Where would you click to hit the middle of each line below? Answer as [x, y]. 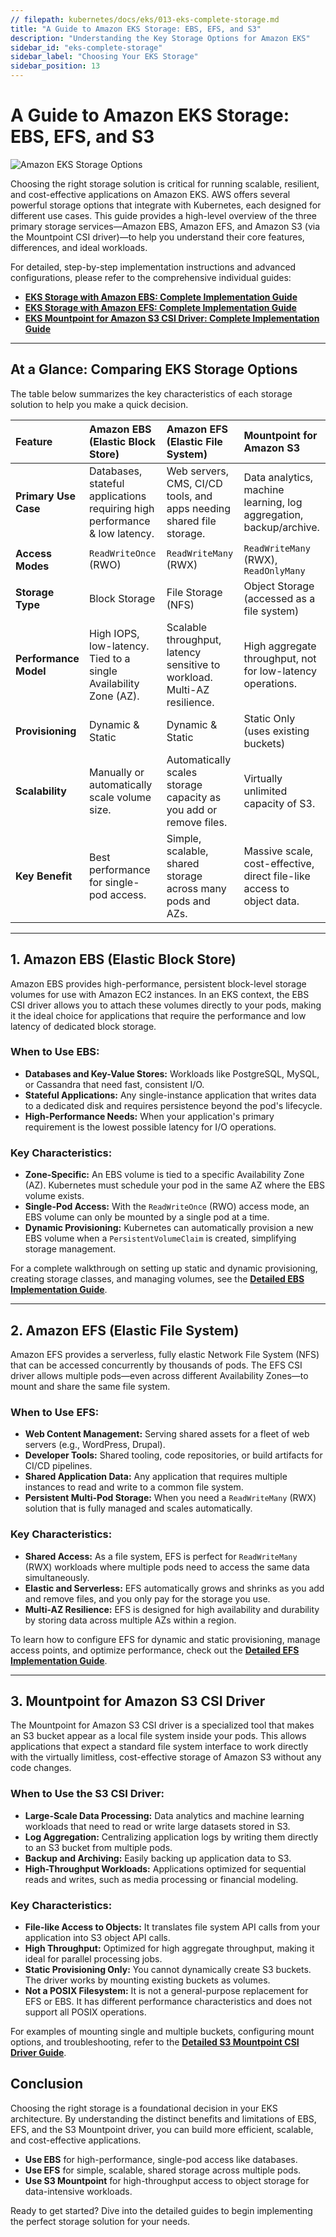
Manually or [117, 772]
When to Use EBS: [55, 1052]
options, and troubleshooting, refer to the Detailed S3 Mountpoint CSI [155, 2042]
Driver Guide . [38, 2052]
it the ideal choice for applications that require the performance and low [158, 1015]
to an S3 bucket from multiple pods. [98, 1847]
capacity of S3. [279, 803]
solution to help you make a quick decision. [99, 404]
